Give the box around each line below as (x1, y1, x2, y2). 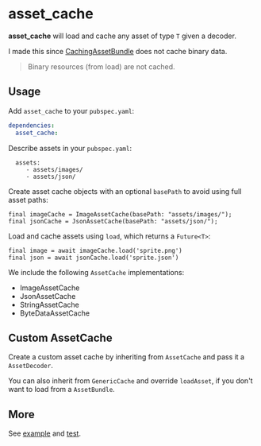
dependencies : (8, 121, 56, 130)
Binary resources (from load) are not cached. (27, 61, 176, 72)
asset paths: (8, 195, 49, 204)
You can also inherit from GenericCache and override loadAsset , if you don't (8, 376, 253, 386)
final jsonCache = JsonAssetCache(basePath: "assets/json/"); (8, 217, 218, 225)
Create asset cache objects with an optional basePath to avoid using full (8, 186, 242, 196)
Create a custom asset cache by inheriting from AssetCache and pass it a (8, 352, 244, 362)
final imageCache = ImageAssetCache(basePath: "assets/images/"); (8, 210, 232, 219)
